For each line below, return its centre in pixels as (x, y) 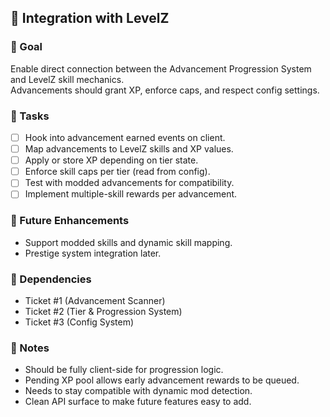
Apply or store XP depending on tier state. (111, 160)
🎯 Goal (26, 47)
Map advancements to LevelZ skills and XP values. (129, 149)
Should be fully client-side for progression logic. (124, 370)
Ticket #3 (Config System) (79, 322)
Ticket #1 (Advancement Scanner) (95, 300)
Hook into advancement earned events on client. (125, 137)
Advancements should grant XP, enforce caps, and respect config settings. (165, 90)
